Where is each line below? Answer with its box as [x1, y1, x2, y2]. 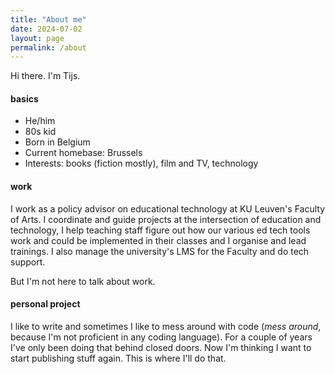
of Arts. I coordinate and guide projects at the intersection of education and [10, 213, 322, 225]
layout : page [10, 33, 65, 43]
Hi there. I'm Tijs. [10, 70, 81, 82]
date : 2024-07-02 [10, 24, 83, 34]
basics [10, 92, 39, 105]
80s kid [24, 126, 57, 138]
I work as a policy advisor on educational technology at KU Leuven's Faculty [10, 202, 326, 215]
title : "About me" [10, 14, 87, 25]
